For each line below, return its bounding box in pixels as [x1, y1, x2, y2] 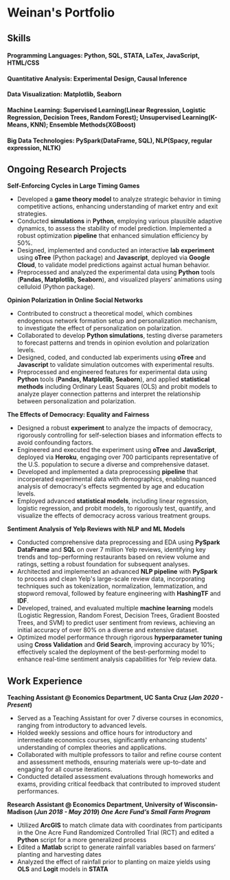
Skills [7, 32, 31, 44]
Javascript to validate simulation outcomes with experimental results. [16, 361, 214, 369]
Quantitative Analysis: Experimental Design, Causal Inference [7, 74, 187, 83]
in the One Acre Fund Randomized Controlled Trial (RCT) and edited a [16, 828, 214, 837]
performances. [16, 787, 60, 795]
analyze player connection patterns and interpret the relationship [16, 390, 201, 398]
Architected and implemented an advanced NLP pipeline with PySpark [16, 568, 218, 576]
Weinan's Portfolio [7, 5, 115, 21]
